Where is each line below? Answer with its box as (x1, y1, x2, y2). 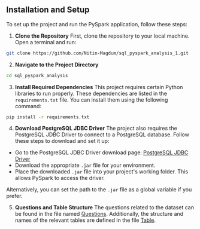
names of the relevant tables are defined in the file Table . (14, 216, 156, 224)
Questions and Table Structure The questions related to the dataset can (14, 204, 195, 211)
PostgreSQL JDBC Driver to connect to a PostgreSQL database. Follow (14, 131, 190, 138)
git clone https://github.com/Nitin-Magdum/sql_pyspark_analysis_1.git (6, 50, 189, 56)
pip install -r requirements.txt (6, 114, 90, 120)
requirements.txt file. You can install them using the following (14, 96, 168, 103)
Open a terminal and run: (14, 38, 77, 45)
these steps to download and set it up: (14, 138, 110, 145)
